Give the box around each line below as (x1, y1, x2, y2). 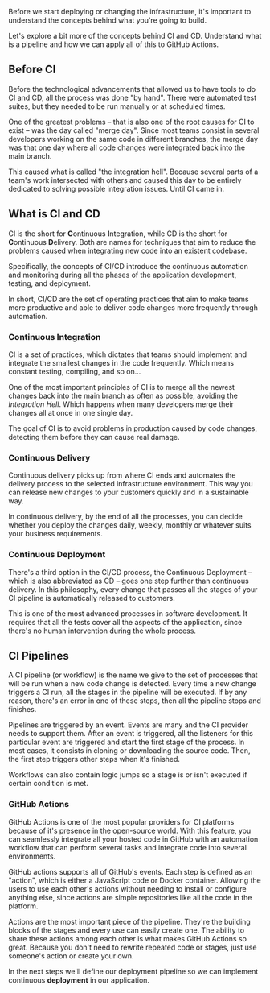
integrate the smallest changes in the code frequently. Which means (8, 358, 235, 367)
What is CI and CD (8, 207, 100, 221)
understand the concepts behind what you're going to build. (8, 15, 207, 25)
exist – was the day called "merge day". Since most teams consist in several (8, 125, 260, 135)
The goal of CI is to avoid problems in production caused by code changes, (8, 423, 258, 433)
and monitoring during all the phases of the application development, (8, 270, 237, 279)
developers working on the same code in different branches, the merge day (8, 134, 259, 143)
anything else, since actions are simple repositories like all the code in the (8, 892, 252, 902)
